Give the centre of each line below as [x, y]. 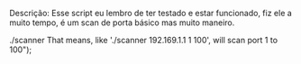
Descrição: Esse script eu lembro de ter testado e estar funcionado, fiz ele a [151, 13]
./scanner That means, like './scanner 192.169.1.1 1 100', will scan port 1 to [143, 40]
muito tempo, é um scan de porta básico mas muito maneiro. [122, 23]
